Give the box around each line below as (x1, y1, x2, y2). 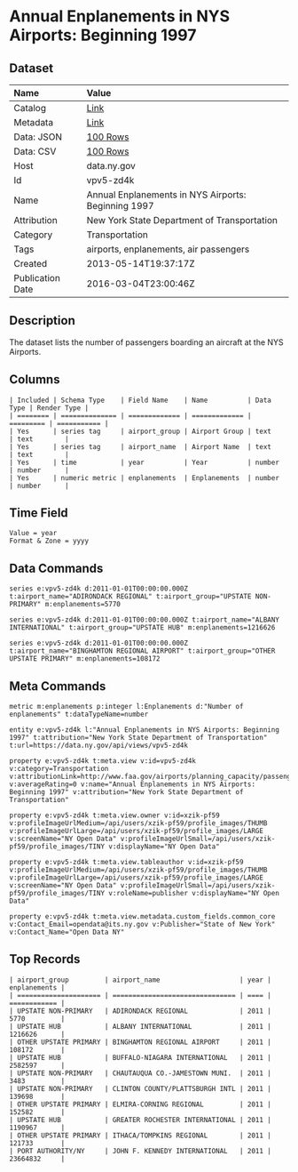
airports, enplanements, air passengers (86, 243, 250, 255)
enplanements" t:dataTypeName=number (9, 710, 149, 719)
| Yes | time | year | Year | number (9, 458, 279, 467)
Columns (9, 372, 60, 388)
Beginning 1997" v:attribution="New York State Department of (9, 788, 244, 797)
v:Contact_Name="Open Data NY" (9, 927, 125, 937)
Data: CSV (13, 145, 57, 157)
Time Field (9, 505, 68, 521)
